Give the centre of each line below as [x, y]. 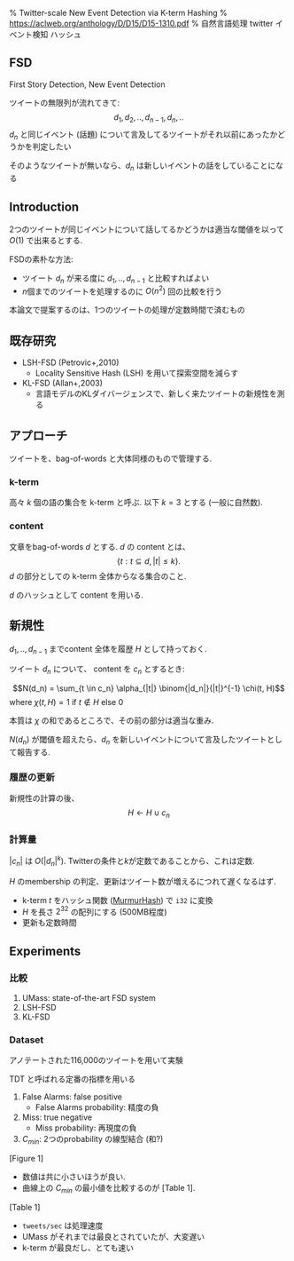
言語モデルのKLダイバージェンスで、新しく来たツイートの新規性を [156, 393]
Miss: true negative [57, 1117]
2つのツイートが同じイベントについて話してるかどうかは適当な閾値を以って [147, 229]
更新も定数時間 [49, 923]
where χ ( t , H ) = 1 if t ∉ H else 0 [66, 702]
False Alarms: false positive [72, 1097]
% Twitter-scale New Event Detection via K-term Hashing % [118, 13]
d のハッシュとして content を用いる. [77, 595]
